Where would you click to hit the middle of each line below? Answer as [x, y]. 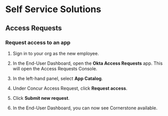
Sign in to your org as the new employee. [56, 53]
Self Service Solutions [53, 9]
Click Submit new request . [41, 98]
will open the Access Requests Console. [55, 68]
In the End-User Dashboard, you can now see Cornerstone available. [85, 108]
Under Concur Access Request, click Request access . [70, 88]
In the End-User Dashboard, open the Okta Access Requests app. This [88, 63]
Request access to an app [38, 43]
